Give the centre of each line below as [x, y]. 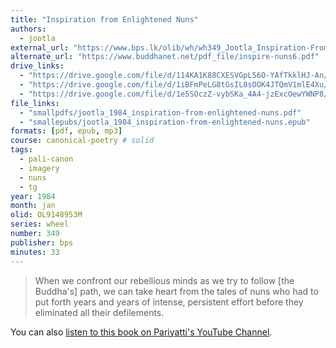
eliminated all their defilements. [99, 312]
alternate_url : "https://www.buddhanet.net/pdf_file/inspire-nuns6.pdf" [165, 57]
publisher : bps [42, 242]
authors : [28, 29]
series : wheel [40, 224]
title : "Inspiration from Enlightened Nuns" [104, 19]
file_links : [35, 103]
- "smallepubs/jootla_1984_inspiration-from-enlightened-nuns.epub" [165, 122]
